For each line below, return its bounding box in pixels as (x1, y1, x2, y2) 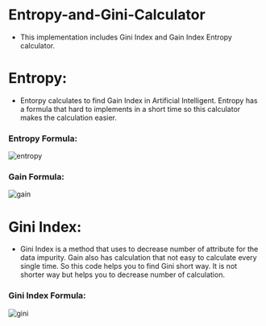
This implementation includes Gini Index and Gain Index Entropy (19, 32, 232, 42)
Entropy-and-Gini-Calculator (8, 6, 206, 24)
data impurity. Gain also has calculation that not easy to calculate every (19, 253, 257, 262)
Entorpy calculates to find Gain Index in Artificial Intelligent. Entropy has (19, 95, 258, 105)
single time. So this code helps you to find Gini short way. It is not (19, 262, 238, 271)
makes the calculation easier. (19, 113, 117, 122)
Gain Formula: (8, 171, 64, 183)
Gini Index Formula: (8, 290, 86, 301)
